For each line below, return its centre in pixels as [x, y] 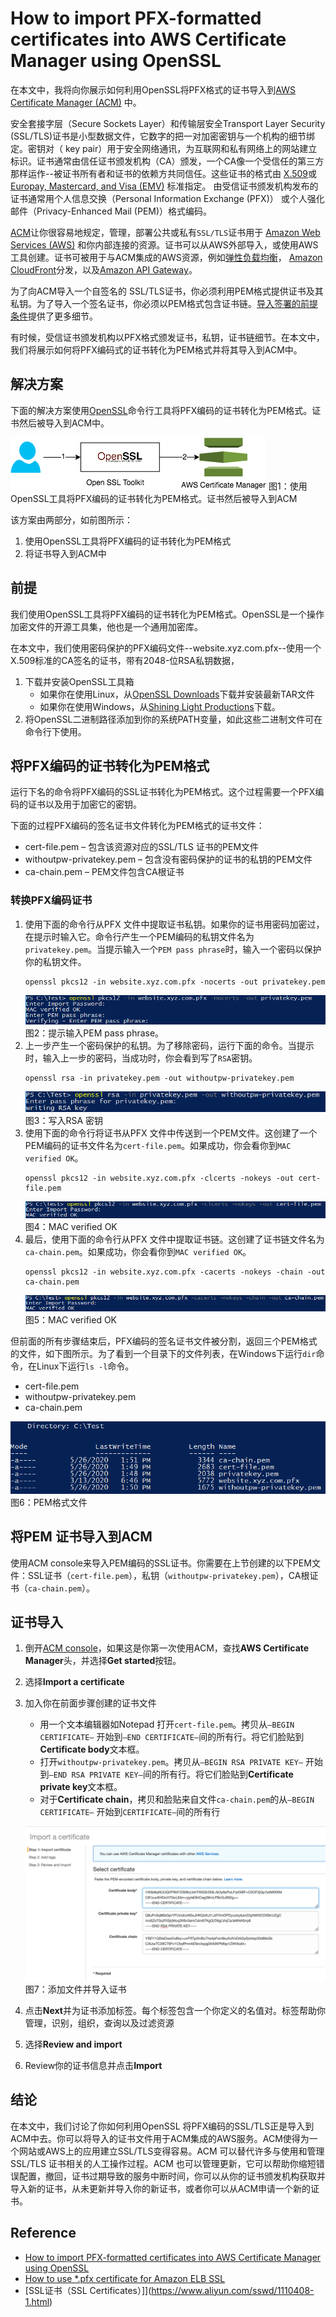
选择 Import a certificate [74, 1682]
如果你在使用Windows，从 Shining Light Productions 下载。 [160, 706]
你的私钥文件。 [55, 961]
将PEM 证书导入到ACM [81, 1537]
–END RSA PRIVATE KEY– [95, 1775]
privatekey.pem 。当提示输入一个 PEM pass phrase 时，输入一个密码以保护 [173, 949]
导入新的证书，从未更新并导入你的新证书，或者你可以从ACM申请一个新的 [161, 2188]
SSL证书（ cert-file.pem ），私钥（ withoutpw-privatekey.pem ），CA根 [168, 1575]
